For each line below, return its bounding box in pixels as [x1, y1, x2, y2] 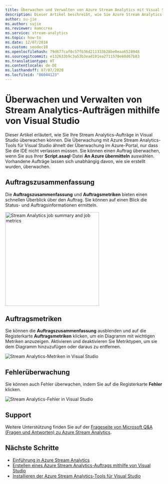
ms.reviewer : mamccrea [5, 26, 52, 31]
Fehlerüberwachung [5, 368, 70, 376]
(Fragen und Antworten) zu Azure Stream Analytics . [5, 429, 112, 435]
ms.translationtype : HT [5, 58, 55, 63]
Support [5, 410, 31, 419]
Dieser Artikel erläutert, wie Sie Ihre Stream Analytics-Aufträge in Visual [5, 131, 153, 137]
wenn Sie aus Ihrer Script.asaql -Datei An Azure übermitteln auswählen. [5, 153, 155, 159]
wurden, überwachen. [5, 163, 51, 169]
